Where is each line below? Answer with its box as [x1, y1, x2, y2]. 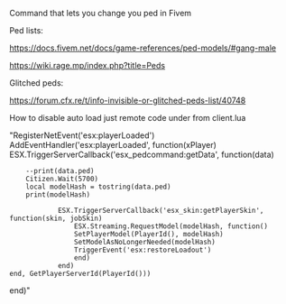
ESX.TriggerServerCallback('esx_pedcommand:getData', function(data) [9, 149, 275, 160]
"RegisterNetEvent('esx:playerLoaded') [9, 130, 155, 141]
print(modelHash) [25, 190, 91, 199]
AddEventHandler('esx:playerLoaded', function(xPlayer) [9, 140, 217, 150]
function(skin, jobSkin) [9, 214, 103, 223]
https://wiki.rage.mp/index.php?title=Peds [9, 60, 165, 70]
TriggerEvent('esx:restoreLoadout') [73, 245, 212, 254]
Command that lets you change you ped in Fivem [9, 8, 192, 18]
